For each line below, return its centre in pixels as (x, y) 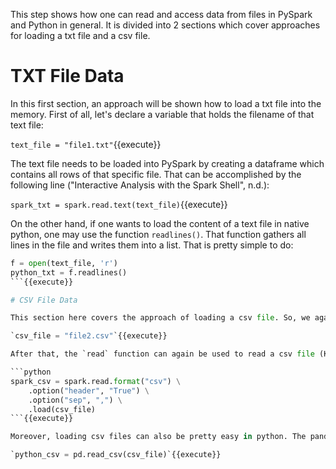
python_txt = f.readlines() (69, 272)
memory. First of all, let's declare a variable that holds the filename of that (162, 114)
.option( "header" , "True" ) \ (89, 390)
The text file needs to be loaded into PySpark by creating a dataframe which (167, 163)
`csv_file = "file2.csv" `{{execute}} (89, 336)
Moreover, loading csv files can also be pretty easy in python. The (158, 437)
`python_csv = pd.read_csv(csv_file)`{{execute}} (116, 455)
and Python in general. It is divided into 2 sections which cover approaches (165, 25)
